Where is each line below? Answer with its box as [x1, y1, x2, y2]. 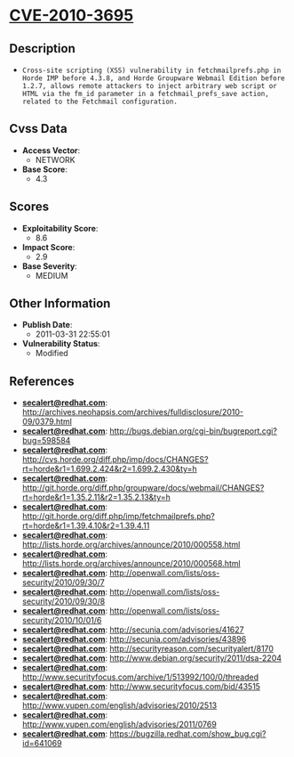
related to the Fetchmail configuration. [21, 97, 178, 106]
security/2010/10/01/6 [21, 615, 102, 626]
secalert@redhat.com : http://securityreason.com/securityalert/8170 [21, 643, 274, 655]
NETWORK [35, 154, 75, 165]
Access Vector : [21, 144, 81, 156]
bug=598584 [21, 435, 71, 446]
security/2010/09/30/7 [21, 577, 105, 588]
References [9, 373, 75, 388]
